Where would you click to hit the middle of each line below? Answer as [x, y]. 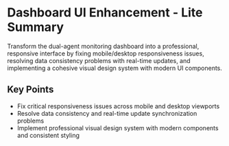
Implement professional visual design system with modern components [118, 127]
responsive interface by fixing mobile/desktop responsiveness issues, [106, 53]
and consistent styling [48, 135]
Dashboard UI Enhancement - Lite [105, 13]
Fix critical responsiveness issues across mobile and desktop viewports [118, 106]
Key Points [31, 89]
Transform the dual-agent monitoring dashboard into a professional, [103, 46]
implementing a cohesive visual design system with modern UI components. [115, 68]
